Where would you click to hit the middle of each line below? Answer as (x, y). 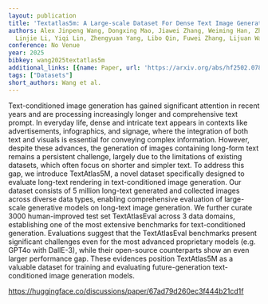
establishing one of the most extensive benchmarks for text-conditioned (127, 224)
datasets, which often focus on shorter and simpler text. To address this (126, 165)
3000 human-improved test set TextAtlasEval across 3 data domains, (122, 216)
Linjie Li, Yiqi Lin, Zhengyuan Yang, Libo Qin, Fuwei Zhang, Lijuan (133, 38)
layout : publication (43, 16)
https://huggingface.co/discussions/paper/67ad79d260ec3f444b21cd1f (126, 291)
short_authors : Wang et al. (55, 82)
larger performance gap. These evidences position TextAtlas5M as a (121, 258)
